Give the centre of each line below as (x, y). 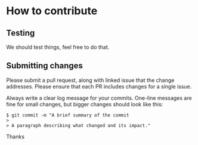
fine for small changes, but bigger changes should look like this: (85, 104)
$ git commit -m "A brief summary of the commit (68, 115)
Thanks (16, 136)
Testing (21, 33)
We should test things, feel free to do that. (58, 47)
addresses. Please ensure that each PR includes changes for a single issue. (99, 86)
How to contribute (52, 11)
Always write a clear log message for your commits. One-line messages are (99, 98)
